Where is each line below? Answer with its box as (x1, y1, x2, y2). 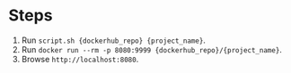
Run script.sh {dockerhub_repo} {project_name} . (21, 35, 206, 45)
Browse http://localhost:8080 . (21, 53, 139, 64)
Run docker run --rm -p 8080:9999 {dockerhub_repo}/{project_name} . (21, 44, 282, 54)
